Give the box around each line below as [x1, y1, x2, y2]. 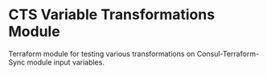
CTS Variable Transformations [8, 6, 216, 24]
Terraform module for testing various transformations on [8, 49, 195, 58]
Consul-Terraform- [196, 49, 260, 58]
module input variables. [27, 57, 105, 67]
